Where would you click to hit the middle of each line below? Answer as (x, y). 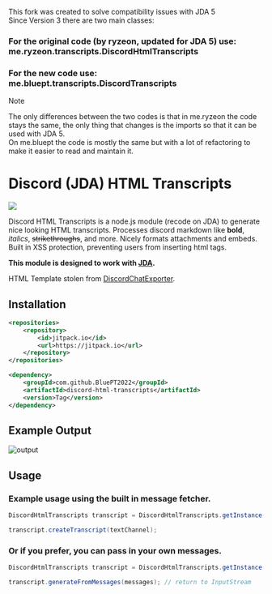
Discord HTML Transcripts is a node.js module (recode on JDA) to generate (134, 221)
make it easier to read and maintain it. (71, 151)
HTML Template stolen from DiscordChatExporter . (92, 279)
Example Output (50, 430)
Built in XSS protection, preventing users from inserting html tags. (118, 247)
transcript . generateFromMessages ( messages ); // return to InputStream (130, 583)
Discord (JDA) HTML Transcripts (120, 184)
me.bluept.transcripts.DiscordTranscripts (93, 83)
